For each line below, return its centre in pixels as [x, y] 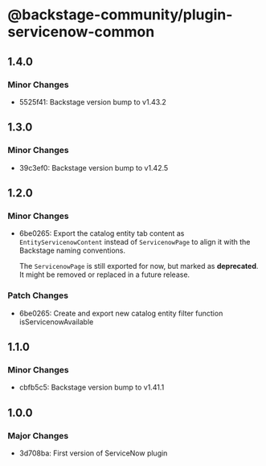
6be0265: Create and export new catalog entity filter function [121, 313]
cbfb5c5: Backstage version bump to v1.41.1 [92, 387]
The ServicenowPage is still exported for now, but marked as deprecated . [139, 266]
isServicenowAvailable [56, 322]
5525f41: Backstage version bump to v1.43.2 [92, 101]
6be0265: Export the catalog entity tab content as [102, 233]
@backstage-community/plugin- [120, 15]
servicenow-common [81, 32]
